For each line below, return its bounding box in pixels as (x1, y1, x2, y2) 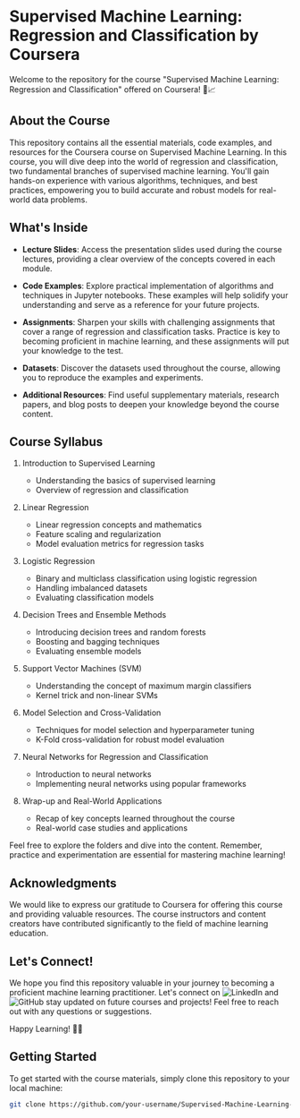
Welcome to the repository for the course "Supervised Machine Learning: (9, 73, 279, 84)
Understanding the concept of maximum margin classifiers (35, 680, 252, 691)
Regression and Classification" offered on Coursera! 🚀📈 (9, 83, 216, 95)
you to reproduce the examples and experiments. (21, 371, 204, 382)
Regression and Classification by (9, 25, 259, 46)
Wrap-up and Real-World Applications (21, 796, 162, 806)
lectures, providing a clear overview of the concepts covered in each (21, 253, 276, 264)
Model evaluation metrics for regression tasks (35, 539, 204, 550)
